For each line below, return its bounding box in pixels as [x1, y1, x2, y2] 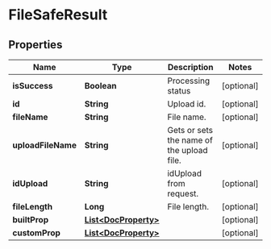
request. [167, 188, 199, 199]
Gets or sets [167, 125, 214, 135]
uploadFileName [12, 139, 77, 151]
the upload [167, 145, 208, 156]
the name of [167, 135, 214, 146]
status [167, 85, 191, 96]
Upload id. [167, 98, 206, 110]
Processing [167, 75, 211, 86]
